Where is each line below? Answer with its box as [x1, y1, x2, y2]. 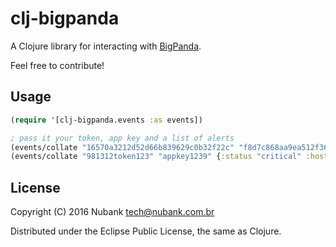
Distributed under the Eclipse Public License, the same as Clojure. [10, 225, 282, 237]
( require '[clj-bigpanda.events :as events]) [10, 115, 203, 125]
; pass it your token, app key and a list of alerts [10, 133, 235, 143]
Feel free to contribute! [10, 59, 105, 71]
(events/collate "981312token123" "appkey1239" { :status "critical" [10, 152, 302, 162]
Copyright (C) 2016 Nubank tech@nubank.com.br [10, 206, 215, 218]
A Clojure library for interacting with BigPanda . [10, 40, 202, 52]
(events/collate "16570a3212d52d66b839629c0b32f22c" [10, 142, 235, 152]
